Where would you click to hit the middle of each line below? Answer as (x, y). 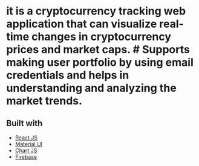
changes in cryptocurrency (101, 37)
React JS (26, 138)
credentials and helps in (68, 75)
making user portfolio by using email (100, 62)
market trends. (44, 101)
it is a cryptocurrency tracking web (96, 11)
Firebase (26, 157)
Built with (24, 123)
